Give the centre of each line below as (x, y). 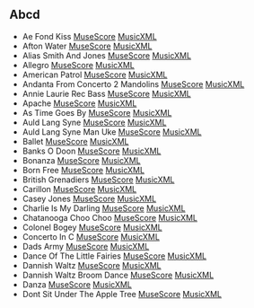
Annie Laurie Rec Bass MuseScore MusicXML (106, 93)
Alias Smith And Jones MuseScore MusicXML (106, 55)
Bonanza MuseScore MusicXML (81, 160)
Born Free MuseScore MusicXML (83, 170)
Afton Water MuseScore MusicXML (87, 46)
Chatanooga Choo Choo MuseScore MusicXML (110, 217)
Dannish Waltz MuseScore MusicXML (92, 265)
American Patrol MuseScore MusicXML (95, 75)
